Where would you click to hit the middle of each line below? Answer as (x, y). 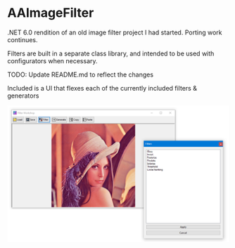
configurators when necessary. (52, 60)
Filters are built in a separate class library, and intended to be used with (111, 53)
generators (23, 96)
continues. (23, 39)
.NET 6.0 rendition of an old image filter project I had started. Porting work (115, 32)
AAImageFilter (51, 13)
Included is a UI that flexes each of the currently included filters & (102, 88)
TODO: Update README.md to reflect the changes (80, 74)
